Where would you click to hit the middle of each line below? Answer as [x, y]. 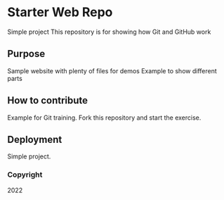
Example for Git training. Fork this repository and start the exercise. [104, 118]
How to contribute [48, 100]
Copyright [25, 175]
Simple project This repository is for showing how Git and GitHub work [109, 32]
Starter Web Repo [60, 12]
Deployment [35, 139]
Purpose [26, 54]
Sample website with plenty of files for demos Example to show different [112, 70]
